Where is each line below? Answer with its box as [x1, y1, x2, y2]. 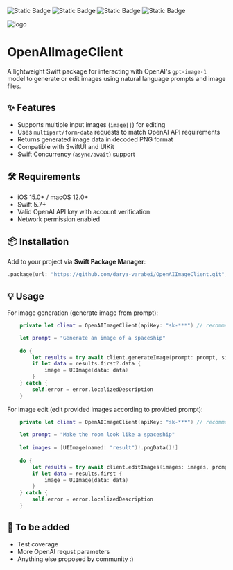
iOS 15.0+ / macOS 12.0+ [17, 193, 89, 201]
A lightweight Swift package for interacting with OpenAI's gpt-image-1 [7, 67, 207, 76]
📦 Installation [7, 236, 69, 248]
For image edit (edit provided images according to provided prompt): [7, 405, 203, 413]
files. [7, 82, 21, 90]
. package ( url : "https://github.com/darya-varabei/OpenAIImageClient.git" [7, 271, 225, 278]
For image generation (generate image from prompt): [7, 309, 158, 317]
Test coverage [17, 539, 59, 548]
